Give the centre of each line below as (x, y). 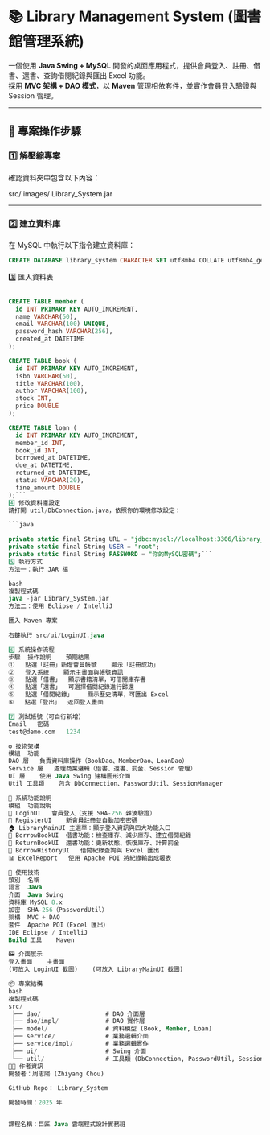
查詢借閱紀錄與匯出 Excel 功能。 (96, 75)
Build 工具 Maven (41, 940)
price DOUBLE (37, 406)
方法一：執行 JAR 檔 (39, 569)
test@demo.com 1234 (45, 732)
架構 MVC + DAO (34, 917)
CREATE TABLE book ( (43, 361)
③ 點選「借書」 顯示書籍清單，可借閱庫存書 (77, 680)
